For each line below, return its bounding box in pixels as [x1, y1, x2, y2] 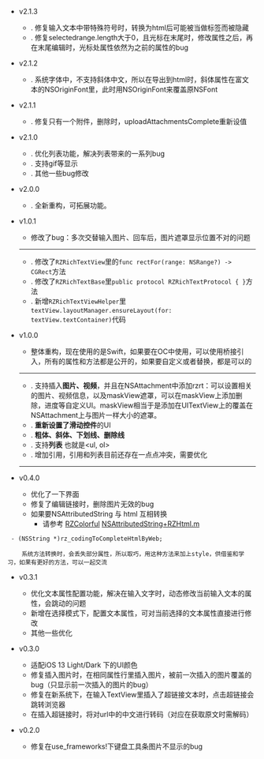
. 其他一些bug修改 [30, 169, 90, 178]
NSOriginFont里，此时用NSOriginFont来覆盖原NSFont [44, 85, 218, 94]
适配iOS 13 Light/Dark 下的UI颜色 [30, 660, 138, 670]
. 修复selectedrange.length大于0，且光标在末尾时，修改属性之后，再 [30, 33, 254, 42]
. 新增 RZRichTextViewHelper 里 [30, 296, 127, 306]
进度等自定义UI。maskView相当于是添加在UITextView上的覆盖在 [44, 400, 254, 410]
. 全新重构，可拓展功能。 [30, 201, 111, 210]
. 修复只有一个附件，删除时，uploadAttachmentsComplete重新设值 [30, 117, 247, 126]
